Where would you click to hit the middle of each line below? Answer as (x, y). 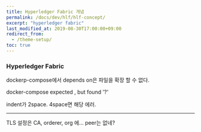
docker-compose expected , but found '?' (57, 92)
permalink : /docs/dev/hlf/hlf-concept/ (56, 17)
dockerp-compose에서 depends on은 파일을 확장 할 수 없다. (78, 80)
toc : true (19, 46)
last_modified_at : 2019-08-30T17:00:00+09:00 (64, 28)
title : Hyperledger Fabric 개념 (45, 12)
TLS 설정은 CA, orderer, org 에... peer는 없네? (61, 123)
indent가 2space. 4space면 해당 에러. (51, 104)
